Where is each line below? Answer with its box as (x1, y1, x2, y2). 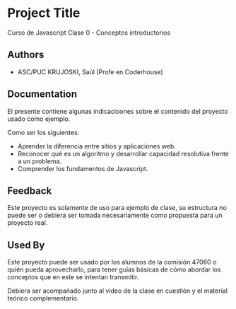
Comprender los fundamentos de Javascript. (17, 164, 148, 173)
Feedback (7, 185, 52, 197)
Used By (7, 239, 45, 251)
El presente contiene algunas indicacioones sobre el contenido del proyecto (7, 107, 228, 115)
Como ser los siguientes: (7, 128, 80, 136)
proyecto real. (7, 218, 48, 227)
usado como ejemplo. (7, 115, 71, 123)
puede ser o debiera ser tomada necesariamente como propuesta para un (7, 211, 223, 220)
